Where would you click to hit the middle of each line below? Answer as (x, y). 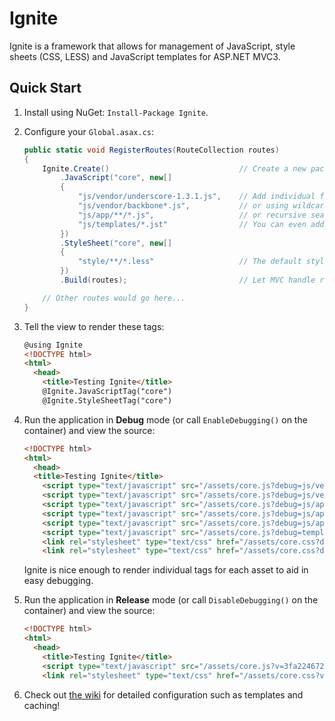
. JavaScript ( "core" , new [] (116, 178)
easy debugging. (58, 581)
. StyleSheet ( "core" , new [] (116, 243)
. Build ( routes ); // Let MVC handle (188, 280)
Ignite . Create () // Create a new (174, 168)
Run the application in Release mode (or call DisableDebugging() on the (171, 600)
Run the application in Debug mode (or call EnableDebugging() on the (165, 419)
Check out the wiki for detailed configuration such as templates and (163, 694)
